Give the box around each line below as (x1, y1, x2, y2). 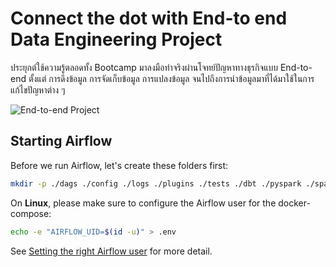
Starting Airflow (10, 133, 113, 150)
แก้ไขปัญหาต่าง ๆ (10, 83, 66, 96)
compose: (10, 207, 52, 219)
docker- (278, 197, 311, 209)
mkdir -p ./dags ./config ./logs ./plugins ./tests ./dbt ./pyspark (10, 178, 302, 189)
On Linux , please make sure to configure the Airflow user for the (10, 197, 277, 209)
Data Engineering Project (10, 28, 223, 51)
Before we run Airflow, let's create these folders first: (10, 159, 229, 171)
